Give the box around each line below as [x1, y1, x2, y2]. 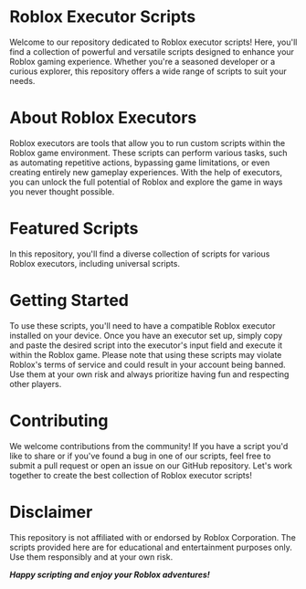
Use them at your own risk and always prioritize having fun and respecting [9, 368, 290, 380]
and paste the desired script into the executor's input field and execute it [9, 340, 283, 351]
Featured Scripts [9, 218, 139, 239]
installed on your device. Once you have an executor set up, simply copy [9, 330, 283, 341]
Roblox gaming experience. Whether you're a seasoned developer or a [9, 56, 276, 67]
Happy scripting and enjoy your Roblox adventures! [9, 569, 210, 580]
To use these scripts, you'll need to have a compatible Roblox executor [9, 320, 276, 331]
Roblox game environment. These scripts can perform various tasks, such [9, 147, 288, 158]
